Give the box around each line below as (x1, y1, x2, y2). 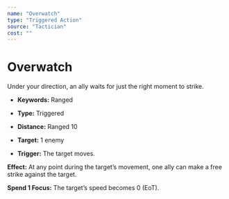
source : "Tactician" (7, 23, 67, 30)
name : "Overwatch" (7, 10, 60, 17)
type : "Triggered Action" (7, 17, 82, 24)
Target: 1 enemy (17, 136, 65, 144)
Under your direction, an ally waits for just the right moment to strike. (7, 83, 205, 91)
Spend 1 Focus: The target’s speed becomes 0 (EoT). (7, 184, 160, 192)
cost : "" (7, 29, 33, 37)
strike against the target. (7, 171, 77, 179)
